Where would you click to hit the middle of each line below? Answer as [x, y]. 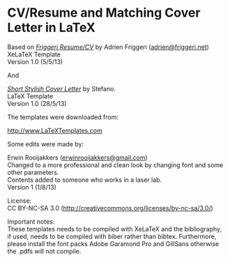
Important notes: [31, 222]
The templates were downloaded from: [63, 117]
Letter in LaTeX [51, 28]
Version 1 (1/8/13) [32, 187]
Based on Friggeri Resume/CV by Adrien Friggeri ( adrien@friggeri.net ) [108, 47]
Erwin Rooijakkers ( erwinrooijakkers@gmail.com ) [77, 157]
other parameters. [33, 172]
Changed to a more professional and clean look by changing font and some [115, 164]
